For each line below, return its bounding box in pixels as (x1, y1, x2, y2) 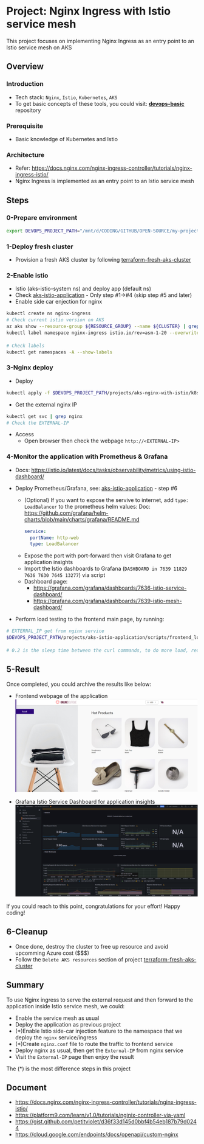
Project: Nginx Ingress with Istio (6, 4, 171, 18)
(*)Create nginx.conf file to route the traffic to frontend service (15, 1040, 173, 1047)
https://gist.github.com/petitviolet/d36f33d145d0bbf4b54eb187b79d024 (15, 1118, 197, 1125)
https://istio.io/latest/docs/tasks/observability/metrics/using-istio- (31, 466, 196, 473)
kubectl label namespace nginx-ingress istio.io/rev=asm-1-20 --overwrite (6, 330, 200, 336)
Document (6, 1083, 47, 1093)
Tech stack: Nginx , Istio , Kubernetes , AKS (15, 93, 118, 101)
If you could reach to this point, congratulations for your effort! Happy (6, 902, 180, 910)
